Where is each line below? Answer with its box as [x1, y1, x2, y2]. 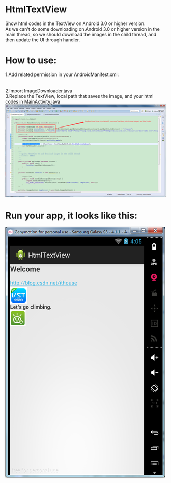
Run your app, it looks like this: [5, 210, 137, 221]
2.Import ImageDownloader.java [5, 88, 72, 94]
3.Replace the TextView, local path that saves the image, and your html [5, 93, 154, 99]
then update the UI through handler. [5, 37, 80, 43]
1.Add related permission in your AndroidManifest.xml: [5, 71, 119, 78]
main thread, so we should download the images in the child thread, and [5, 31, 157, 37]
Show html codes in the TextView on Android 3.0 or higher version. [5, 20, 146, 27]
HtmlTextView [5, 4, 67, 15]
